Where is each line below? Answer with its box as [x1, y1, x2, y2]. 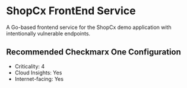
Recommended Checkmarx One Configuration [6, 47, 181, 57]
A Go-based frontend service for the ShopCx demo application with [6, 24, 172, 31]
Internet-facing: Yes [14, 75, 64, 82]
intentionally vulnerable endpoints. [6, 30, 91, 37]
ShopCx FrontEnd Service [6, 4, 136, 18]
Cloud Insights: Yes [14, 69, 62, 76]
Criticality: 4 [14, 63, 45, 70]
